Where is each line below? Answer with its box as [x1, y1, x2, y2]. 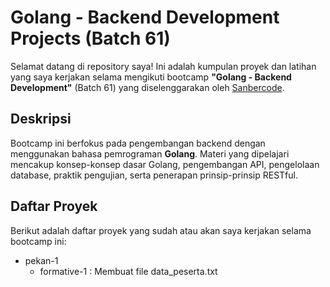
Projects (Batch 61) [10, 27, 171, 50]
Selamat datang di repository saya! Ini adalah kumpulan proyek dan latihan [10, 60, 317, 72]
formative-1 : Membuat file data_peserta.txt [39, 265, 218, 277]
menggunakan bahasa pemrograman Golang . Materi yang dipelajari [10, 147, 290, 160]
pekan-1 [24, 254, 59, 266]
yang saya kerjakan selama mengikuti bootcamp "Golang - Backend [10, 71, 292, 83]
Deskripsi [10, 111, 72, 128]
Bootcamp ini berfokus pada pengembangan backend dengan [10, 137, 266, 149]
